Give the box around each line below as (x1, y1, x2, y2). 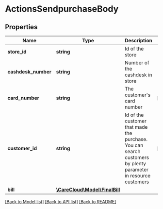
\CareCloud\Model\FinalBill (56, 186, 120, 193)
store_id (7, 49, 27, 55)
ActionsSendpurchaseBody (5, 3, 119, 15)
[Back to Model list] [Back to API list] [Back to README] (5, 199, 116, 205)
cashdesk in (124, 71, 152, 78)
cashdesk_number (7, 69, 52, 75)
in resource (124, 173, 151, 179)
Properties (5, 23, 38, 31)
